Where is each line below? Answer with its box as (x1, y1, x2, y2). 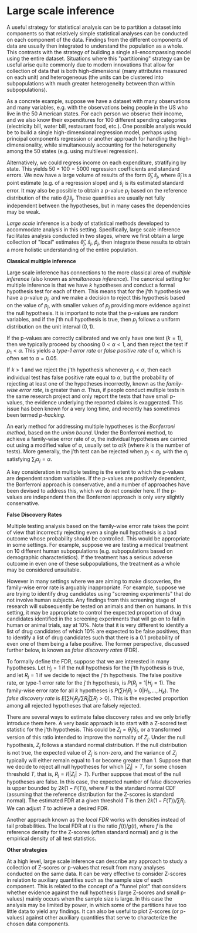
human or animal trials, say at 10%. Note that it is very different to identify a (6, 621, 188, 628)
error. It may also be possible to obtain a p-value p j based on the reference (6, 187, 187, 195)
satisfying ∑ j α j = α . (6, 455, 52, 464)
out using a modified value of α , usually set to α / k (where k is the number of (6, 441, 191, 449)
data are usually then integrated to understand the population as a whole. (6, 42, 184, 49)
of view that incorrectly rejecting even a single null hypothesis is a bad (6, 529, 177, 536)
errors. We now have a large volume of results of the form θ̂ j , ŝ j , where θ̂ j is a (6, 171, 192, 180)
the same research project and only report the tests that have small (6, 393, 169, 400)
